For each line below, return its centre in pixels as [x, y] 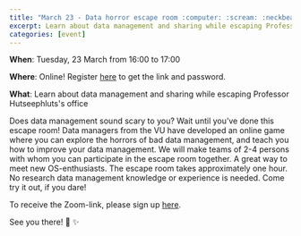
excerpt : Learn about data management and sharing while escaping [136, 26]
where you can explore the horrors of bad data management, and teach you [149, 140]
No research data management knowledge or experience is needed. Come [147, 178]
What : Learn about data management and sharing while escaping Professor [149, 94]
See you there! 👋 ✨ [44, 222]
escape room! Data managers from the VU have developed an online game [147, 131]
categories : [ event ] [48, 34]
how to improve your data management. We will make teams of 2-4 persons [149, 149]
